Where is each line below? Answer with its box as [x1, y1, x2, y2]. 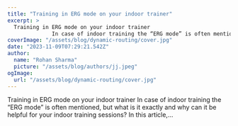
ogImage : [7, 69, 33, 76]
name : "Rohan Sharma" [13, 57, 78, 64]
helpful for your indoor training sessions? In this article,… [7, 110, 174, 119]
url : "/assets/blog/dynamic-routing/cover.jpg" [13, 76, 157, 84]
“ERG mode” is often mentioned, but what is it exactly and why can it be [7, 103, 217, 112]
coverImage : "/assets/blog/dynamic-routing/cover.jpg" [7, 37, 173, 44]
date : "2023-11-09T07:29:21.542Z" [7, 43, 110, 50]
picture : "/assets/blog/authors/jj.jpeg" [13, 63, 138, 70]
